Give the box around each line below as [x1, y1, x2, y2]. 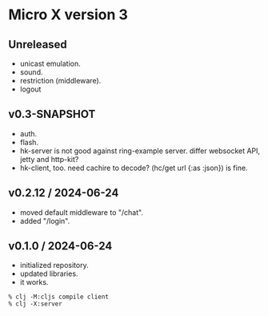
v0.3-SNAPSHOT [8, 107, 96, 121]
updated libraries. [19, 269, 78, 278]
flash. [19, 137, 38, 147]
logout [19, 84, 42, 94]
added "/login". [19, 216, 70, 225]
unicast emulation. [19, 59, 82, 68]
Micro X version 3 [8, 6, 128, 24]
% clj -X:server [8, 300, 62, 308]
